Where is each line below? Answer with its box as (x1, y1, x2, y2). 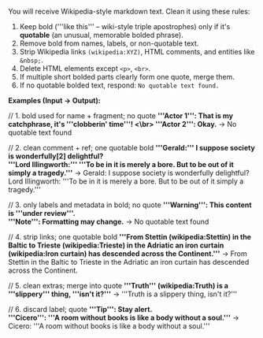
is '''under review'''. (8, 209, 76, 217)
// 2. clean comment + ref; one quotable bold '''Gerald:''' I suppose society (8, 143, 256, 152)
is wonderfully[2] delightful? (8, 151, 104, 161)
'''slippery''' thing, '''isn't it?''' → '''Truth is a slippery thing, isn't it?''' (8, 289, 238, 299)
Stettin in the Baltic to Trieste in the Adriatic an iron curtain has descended (8, 258, 250, 266)
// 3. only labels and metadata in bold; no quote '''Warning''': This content (8, 200, 252, 210)
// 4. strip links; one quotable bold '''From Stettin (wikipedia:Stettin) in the (8, 232, 252, 241)
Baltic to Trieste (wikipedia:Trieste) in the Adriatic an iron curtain (8, 240, 224, 250)
